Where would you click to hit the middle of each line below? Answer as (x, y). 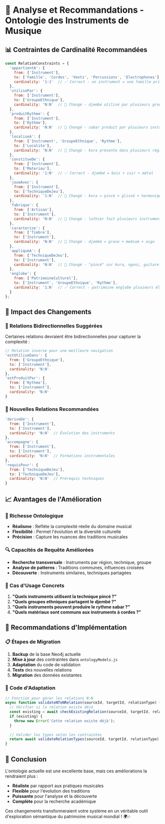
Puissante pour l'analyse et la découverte (55, 796)
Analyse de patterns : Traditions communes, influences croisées (78, 568)
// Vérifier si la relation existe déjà (51, 707)
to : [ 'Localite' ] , (33, 146)
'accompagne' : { (22, 442)
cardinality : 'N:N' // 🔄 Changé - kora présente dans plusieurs (82, 150)
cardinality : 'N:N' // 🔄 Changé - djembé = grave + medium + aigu (84, 242)
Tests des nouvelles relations (42, 670)
